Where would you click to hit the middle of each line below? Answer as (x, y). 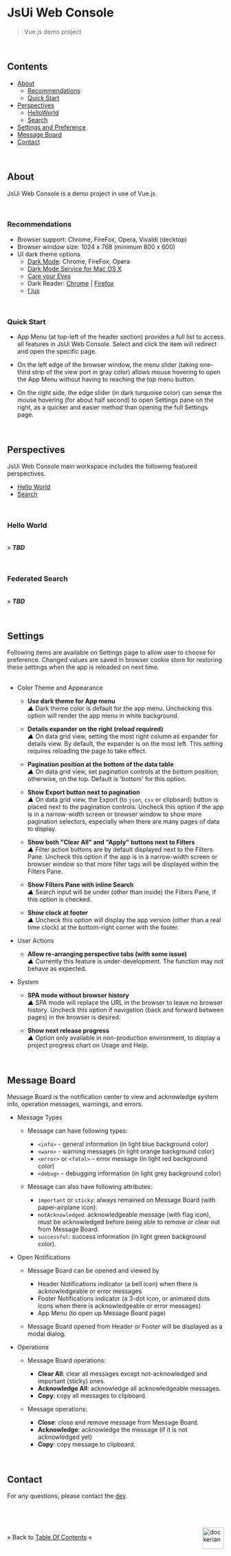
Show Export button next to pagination (84, 792)
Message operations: (57, 1409)
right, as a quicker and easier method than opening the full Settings (112, 407)
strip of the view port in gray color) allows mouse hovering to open (126, 372)
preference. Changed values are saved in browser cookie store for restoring (114, 660)
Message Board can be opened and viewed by (93, 1270)
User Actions (35, 941)
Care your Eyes (49, 276)
